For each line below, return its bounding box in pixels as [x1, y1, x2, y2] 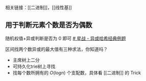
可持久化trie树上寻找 [12, 63, 56, 69]
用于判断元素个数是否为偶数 [5, 21, 93, 30]
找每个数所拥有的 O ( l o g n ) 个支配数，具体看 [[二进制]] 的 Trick [12, 69, 141, 75]
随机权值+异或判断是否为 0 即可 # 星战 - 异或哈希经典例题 [5, 35, 126, 41]
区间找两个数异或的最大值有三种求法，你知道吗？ [5, 46, 108, 52]
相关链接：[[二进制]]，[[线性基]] [5, 5, 72, 10]
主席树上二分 [12, 57, 40, 63]
